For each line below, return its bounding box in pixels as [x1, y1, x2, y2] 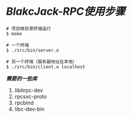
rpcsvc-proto [14, 93, 47, 100]
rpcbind [14, 99, 34, 106]
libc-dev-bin [14, 105, 45, 112]
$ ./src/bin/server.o [6, 47, 59, 53]
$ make [6, 31, 22, 36]
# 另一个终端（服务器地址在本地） [6, 59, 78, 65]
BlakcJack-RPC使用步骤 [6, 5, 125, 18]
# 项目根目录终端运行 [6, 25, 51, 32]
